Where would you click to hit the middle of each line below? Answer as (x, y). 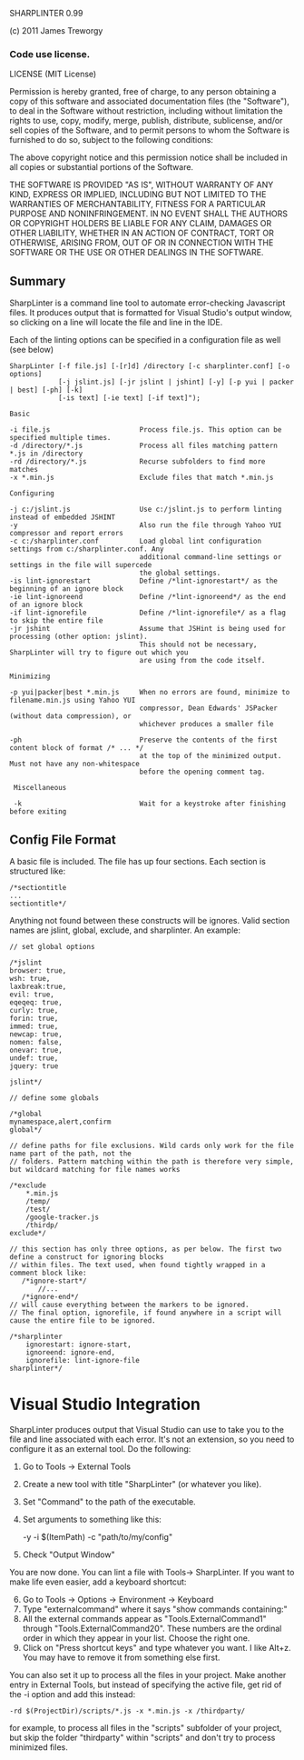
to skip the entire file (56, 621)
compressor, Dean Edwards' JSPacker (209, 708)
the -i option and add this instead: (73, 1694)
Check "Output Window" (69, 1555)
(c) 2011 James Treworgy (56, 30)
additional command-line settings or (211, 557)
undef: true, (34, 1058)
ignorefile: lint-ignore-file (83, 1360)
